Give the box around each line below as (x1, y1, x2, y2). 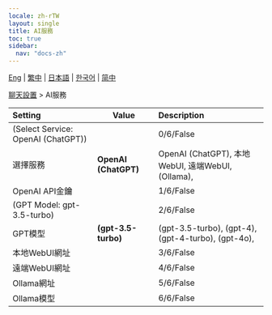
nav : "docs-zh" (15, 49, 67, 57)
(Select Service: (12, 123, 74, 134)
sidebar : (8, 42, 38, 50)
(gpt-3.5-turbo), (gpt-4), (158, 223, 257, 233)
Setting (12, 110, 41, 121)
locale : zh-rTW (8, 11, 60, 20)
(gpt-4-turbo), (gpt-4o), (158, 232, 255, 244)
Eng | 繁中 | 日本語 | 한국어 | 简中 (8, 73, 117, 82)
